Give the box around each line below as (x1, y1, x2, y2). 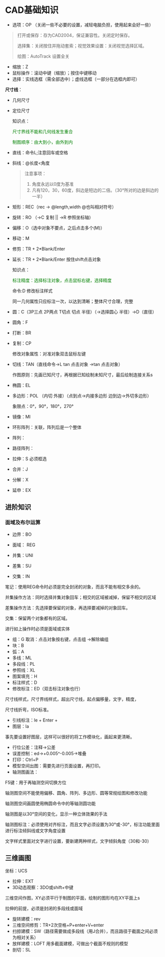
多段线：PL (12, 661, 35, 667)
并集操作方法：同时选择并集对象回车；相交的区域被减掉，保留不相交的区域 (5, 594, 156, 600)
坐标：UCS (5, 868, 28, 874)
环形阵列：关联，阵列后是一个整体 (12, 424, 82, 430)
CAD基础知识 (5, 4, 59, 16)
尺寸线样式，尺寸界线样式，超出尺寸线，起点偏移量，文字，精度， (5, 696, 139, 702)
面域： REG (12, 542, 35, 548)
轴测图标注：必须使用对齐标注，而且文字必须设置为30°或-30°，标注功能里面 (5, 821, 160, 827)
